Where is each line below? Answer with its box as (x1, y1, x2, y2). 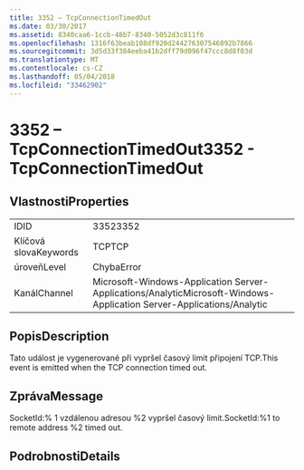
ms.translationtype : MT (9, 55, 100, 64)
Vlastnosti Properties (9, 194, 129, 209)
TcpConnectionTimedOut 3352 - (9, 139, 255, 159)
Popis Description (9, 329, 109, 344)
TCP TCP (92, 240, 129, 253)
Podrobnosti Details (9, 448, 120, 464)
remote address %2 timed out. (9, 422, 123, 433)
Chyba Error (92, 260, 142, 273)
